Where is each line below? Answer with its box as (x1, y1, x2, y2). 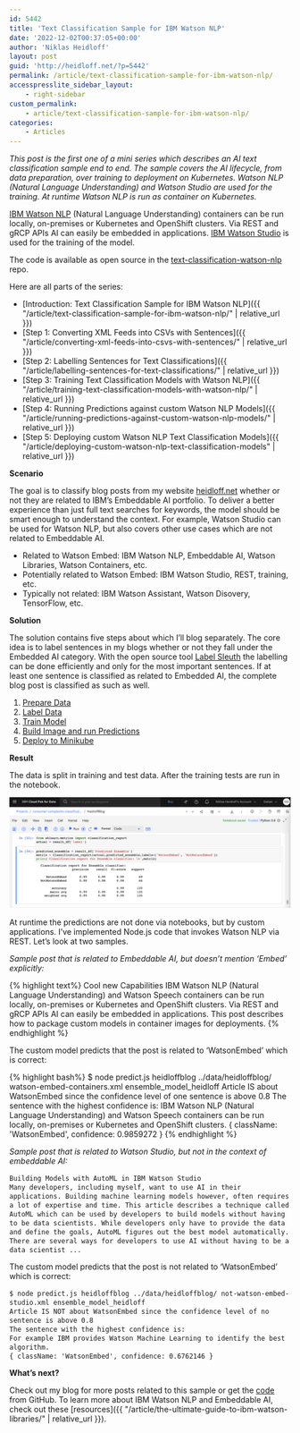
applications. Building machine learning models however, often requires (9, 1191, 290, 1200)
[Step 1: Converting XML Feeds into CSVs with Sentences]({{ (21, 327, 246, 338)
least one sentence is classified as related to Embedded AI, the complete (9, 671, 277, 682)
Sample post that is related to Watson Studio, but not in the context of (9, 1146, 267, 1157)
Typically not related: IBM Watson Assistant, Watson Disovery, (21, 589, 251, 599)
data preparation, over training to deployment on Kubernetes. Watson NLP (9, 173, 284, 183)
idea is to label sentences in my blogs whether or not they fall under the (9, 642, 273, 653)
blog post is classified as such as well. (9, 680, 150, 691)
